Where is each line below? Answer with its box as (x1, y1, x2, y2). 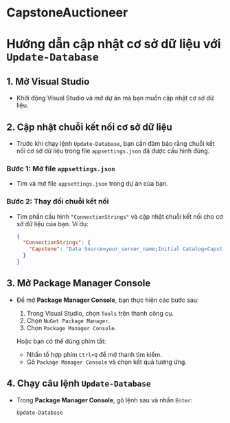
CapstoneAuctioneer (6, 5, 128, 21)
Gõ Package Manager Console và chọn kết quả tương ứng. (26, 358, 187, 366)
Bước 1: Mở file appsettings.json (6, 164, 115, 173)
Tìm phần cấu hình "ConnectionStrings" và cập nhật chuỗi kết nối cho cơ (16, 212, 224, 221)
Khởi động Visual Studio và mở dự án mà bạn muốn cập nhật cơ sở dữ (16, 94, 214, 102)
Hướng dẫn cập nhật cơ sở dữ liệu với (6, 36, 221, 52)
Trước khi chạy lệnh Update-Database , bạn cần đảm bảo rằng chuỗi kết (16, 140, 216, 147)
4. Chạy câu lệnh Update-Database (6, 378, 152, 389)
